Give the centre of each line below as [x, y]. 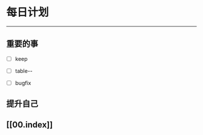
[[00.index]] [30, 124]
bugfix [23, 83]
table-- [24, 71]
